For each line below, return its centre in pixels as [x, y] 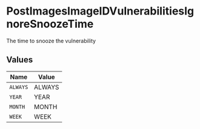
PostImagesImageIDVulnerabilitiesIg [100, 11]
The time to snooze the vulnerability [51, 41]
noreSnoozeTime [50, 24]
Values [20, 60]
